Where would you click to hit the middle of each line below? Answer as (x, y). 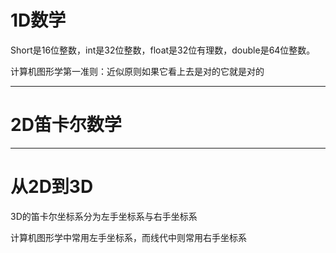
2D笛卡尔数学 (66, 125)
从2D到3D (52, 187)
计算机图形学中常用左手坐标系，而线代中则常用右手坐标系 (128, 237)
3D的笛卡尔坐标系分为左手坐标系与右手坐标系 (104, 216)
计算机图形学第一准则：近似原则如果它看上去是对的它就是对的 (137, 71)
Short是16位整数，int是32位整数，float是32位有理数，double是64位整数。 (163, 50)
